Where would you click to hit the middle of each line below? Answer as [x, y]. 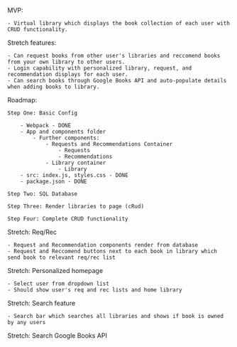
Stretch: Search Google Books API [57, 336]
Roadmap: [22, 100]
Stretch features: [32, 43]
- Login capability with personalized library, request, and [100, 68]
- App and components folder [63, 132]
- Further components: [66, 138]
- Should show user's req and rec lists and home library [95, 290]
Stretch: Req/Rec [32, 232]
